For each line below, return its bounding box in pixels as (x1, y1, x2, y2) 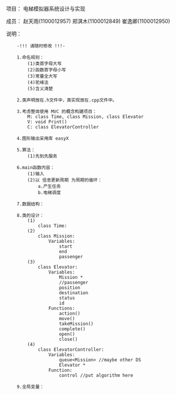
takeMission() (58, 321, 94, 327)
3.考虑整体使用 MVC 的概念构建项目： (17, 108, 97, 114)
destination (58, 290, 89, 296)
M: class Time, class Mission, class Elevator (27, 114, 144, 120)
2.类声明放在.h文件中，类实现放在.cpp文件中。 (17, 97, 117, 103)
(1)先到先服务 (27, 153, 58, 159)
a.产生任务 (37, 183, 61, 189)
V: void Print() (27, 119, 67, 125)
